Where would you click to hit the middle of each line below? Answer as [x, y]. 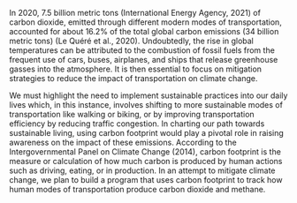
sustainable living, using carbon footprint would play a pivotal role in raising [147, 133]
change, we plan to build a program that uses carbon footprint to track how [146, 180]
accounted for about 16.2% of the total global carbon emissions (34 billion [144, 31]
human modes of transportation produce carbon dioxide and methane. [137, 189]
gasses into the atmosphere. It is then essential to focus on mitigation [136, 69]
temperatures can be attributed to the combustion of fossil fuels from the [142, 50]
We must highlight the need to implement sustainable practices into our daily [148, 95]
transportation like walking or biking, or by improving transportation [132, 114]
